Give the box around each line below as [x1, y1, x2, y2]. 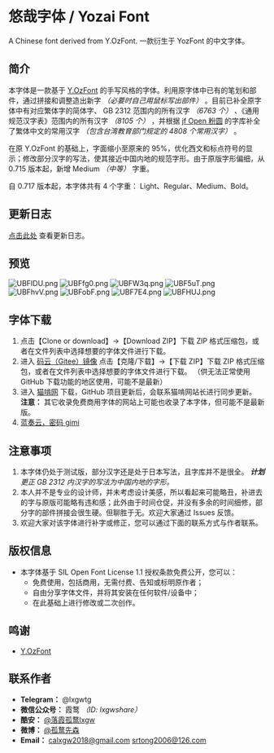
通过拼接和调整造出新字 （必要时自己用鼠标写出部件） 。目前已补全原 [22, 95, 254, 105]
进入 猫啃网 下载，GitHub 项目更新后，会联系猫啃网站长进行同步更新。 [20, 387, 257, 397]
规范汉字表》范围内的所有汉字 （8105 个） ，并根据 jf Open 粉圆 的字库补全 [8, 116, 261, 125]
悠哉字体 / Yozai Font [8, 7, 150, 26]
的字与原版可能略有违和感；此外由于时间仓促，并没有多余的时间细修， [20, 498, 256, 507]
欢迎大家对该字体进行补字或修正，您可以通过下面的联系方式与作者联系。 [20, 518, 263, 527]
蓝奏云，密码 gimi [20, 417, 80, 428]
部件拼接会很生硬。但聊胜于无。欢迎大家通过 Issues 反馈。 [41, 508, 239, 517]
